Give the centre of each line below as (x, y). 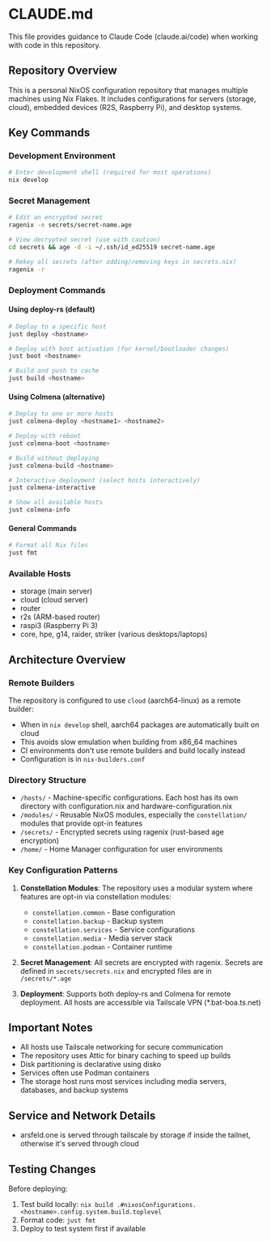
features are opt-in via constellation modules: (95, 896)
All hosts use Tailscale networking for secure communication (122, 1047)
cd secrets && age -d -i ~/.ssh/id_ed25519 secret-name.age (112, 248)
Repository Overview (63, 71)
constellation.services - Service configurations (114, 929)
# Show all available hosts (56, 503)
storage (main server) (56, 591)
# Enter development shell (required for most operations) (110, 172)
